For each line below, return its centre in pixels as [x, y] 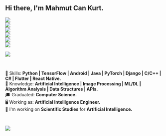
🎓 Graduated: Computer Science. [41, 94]
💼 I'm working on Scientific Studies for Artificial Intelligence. [69, 109]
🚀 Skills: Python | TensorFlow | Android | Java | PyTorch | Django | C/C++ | [83, 73]
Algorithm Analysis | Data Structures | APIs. [52, 89]
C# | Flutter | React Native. [33, 78]
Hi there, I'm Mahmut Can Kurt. [54, 8]
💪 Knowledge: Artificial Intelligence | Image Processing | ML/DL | [73, 83]
